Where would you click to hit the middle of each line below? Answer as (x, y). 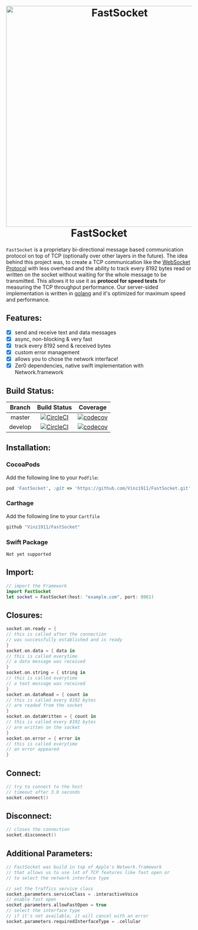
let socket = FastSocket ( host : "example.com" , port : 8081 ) (80, 597)
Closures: (24, 615)
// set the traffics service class (50, 889)
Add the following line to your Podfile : (52, 477)
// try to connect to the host (44, 787)
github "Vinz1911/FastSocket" (43, 527)
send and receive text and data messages (65, 332)
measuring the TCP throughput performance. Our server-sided (82, 287)
